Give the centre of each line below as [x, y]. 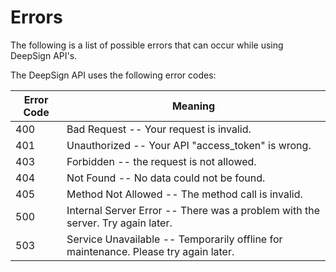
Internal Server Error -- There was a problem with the [193, 210]
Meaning [193, 106]
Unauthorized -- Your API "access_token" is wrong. [189, 145]
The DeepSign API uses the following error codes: [113, 75]
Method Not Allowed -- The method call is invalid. [184, 194]
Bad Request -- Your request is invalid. [159, 129]
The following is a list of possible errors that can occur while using [147, 45]
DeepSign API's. [44, 55]
